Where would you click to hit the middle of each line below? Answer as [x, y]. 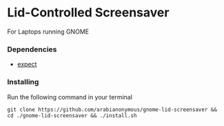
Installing [23, 82]
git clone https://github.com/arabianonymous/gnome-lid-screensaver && [112, 110]
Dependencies [32, 49]
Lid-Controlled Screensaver [88, 13]
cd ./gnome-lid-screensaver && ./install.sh [72, 115]
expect [27, 64]
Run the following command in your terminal [70, 97]
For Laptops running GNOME [48, 32]
